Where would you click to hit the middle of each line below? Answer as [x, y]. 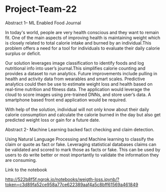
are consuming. [21, 160]
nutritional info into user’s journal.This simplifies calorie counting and [75, 68]
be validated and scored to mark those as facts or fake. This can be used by [83, 149]
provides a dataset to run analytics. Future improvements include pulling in [81, 73]
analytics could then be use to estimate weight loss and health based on [79, 84]
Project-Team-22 [41, 9]
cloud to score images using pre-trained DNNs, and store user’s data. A [78, 95]
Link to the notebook [26, 170]
